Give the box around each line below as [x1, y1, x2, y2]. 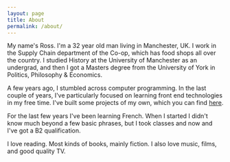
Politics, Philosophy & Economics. [7, 71, 103, 79]
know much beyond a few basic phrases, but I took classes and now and [7, 119, 213, 128]
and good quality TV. [7, 147, 67, 155]
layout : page [7, 10, 45, 17]
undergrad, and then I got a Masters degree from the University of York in [7, 63, 216, 72]
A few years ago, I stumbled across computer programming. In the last [7, 84, 207, 93]
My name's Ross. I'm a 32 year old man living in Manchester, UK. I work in [7, 42, 216, 50]
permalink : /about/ [7, 23, 63, 30]
